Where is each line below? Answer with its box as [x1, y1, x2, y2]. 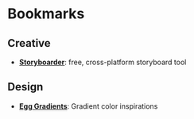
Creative [7, 36, 51, 50]
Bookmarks [7, 5, 85, 23]
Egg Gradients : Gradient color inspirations [18, 101, 158, 111]
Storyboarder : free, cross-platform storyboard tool [18, 57, 187, 67]
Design [7, 80, 44, 94]
